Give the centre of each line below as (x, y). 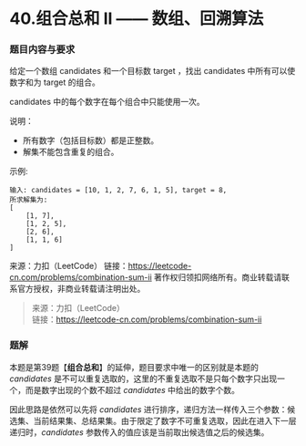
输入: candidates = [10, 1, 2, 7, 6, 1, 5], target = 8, (118, 191)
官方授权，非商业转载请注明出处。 (81, 289)
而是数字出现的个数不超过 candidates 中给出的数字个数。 (132, 389)
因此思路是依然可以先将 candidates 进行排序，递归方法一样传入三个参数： (148, 409)
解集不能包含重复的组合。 (71, 152)
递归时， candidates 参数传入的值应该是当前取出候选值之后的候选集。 (139, 432)
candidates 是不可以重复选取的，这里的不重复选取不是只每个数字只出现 (143, 379)
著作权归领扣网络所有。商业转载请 (218, 277)
